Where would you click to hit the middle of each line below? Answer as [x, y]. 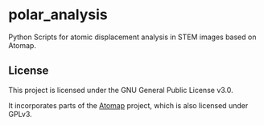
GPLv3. [20, 114]
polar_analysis [58, 15]
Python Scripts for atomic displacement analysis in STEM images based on [132, 37]
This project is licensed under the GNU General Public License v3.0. [121, 90]
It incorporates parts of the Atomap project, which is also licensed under [128, 105]
